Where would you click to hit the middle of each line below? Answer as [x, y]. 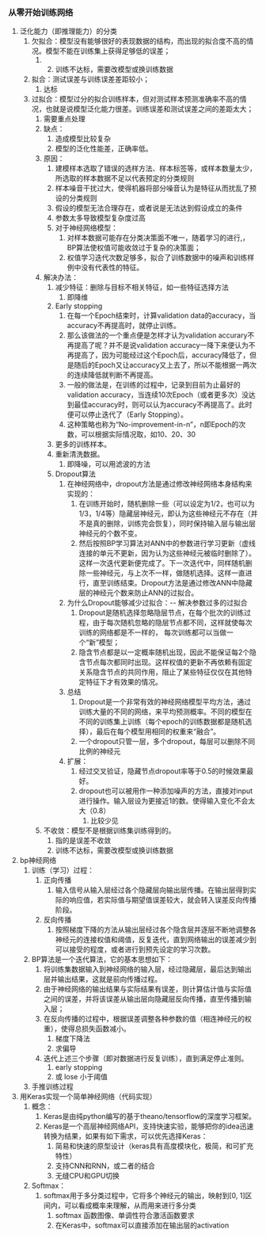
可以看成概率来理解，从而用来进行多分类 [130, 1205]
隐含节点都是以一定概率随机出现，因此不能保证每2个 [164, 652]
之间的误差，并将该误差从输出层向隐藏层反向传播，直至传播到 [144, 999]
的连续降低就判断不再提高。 [112, 375]
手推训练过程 [52, 1086]
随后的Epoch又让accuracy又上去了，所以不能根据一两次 [165, 365]
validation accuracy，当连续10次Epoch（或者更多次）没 [158, 395]
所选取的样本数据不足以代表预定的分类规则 [125, 178]
